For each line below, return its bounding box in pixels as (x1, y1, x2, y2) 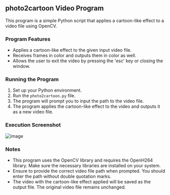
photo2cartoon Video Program (5, 4, 104, 13)
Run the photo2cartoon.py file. (12, 93, 76, 99)
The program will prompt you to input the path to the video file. (12, 98, 144, 104)
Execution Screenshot (5, 122, 61, 129)
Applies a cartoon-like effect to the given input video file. (12, 47, 132, 53)
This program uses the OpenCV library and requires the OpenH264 (12, 157, 153, 163)
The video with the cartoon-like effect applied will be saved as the (12, 179, 151, 184)
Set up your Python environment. (12, 87, 82, 93)
